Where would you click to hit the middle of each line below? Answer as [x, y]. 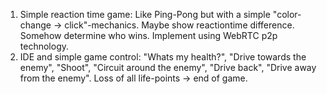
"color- [287, 14]
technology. [44, 46]
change [35, 25]
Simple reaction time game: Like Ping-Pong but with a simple [145, 14]
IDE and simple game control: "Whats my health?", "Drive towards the [163, 57]
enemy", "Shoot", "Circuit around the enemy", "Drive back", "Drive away [168, 67]
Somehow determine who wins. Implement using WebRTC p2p [148, 35]
